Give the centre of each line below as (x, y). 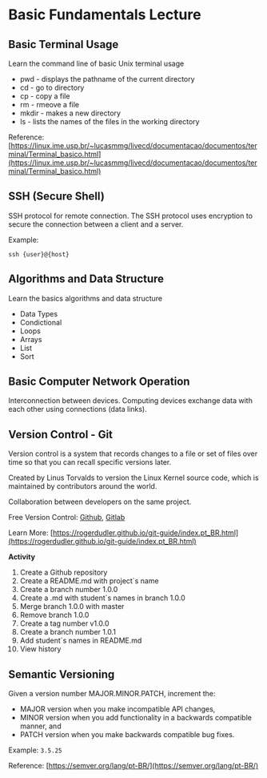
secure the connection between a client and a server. (96, 224)
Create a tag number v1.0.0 (64, 623)
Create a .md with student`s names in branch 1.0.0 (102, 598)
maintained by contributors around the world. (83, 486)
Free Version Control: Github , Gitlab (67, 518)
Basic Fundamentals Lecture (105, 15)
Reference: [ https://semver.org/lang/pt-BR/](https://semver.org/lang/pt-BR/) (133, 766)
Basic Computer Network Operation (99, 382)
